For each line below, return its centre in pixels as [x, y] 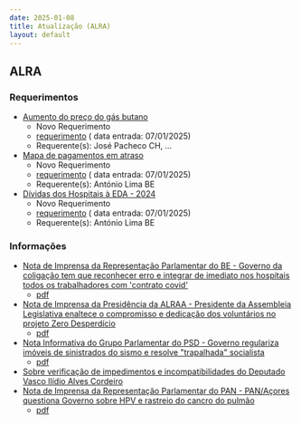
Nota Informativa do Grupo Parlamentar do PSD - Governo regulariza [150, 343]
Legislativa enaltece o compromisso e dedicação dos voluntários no [149, 314]
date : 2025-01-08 [42, 18]
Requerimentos [44, 97]
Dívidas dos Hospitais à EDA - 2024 [89, 194]
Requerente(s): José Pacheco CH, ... [104, 146]
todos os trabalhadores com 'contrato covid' [105, 285]
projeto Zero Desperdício [69, 323]
